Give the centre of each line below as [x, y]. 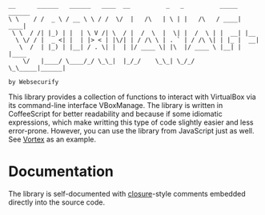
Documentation [61, 171]
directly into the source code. [57, 202]
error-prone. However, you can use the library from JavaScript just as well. [131, 131]
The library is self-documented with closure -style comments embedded [127, 193]
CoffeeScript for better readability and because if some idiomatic [115, 114]
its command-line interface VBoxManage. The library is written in [116, 105]
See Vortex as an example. [52, 139]
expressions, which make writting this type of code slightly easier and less [131, 122]
